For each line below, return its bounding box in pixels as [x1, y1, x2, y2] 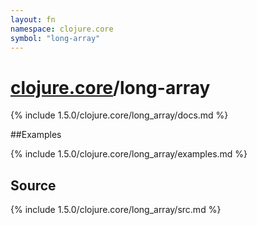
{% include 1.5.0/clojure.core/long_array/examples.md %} [10, 148, 248, 160]
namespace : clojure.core [10, 24, 114, 34]
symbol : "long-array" [10, 33, 101, 43]
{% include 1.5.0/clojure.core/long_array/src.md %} [10, 204, 222, 216]
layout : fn [10, 14, 56, 25]
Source [10, 177, 57, 194]
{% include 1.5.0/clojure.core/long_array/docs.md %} [10, 109, 229, 121]
